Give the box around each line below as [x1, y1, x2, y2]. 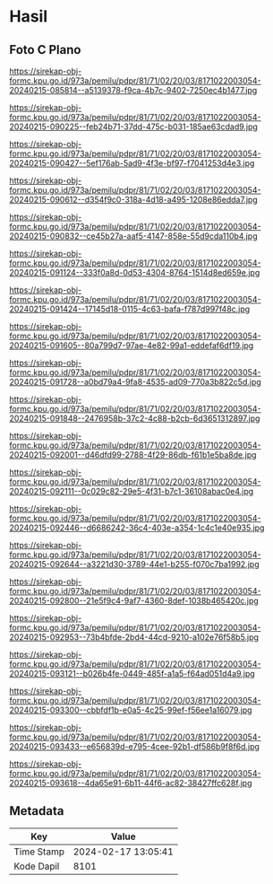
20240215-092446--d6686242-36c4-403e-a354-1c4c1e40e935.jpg [9, 522, 265, 533]
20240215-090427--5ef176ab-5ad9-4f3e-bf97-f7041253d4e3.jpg [9, 158, 255, 168]
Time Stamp [13, 845, 65, 858]
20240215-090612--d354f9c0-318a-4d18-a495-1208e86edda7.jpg [9, 195, 258, 205]
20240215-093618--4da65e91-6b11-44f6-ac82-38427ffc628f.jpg [9, 778, 252, 788]
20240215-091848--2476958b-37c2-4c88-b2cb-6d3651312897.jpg [9, 413, 260, 424]
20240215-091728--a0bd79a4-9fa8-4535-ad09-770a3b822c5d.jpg [9, 377, 261, 387]
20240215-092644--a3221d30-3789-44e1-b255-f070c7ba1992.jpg [9, 559, 260, 569]
